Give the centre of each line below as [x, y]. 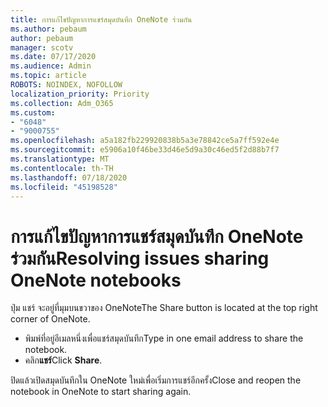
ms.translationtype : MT [60, 159]
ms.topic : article [48, 76]
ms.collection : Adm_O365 [62, 103]
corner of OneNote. [50, 319]
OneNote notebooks [96, 280]
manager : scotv [42, 47]
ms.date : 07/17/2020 [53, 57]
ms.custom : [33, 112]
